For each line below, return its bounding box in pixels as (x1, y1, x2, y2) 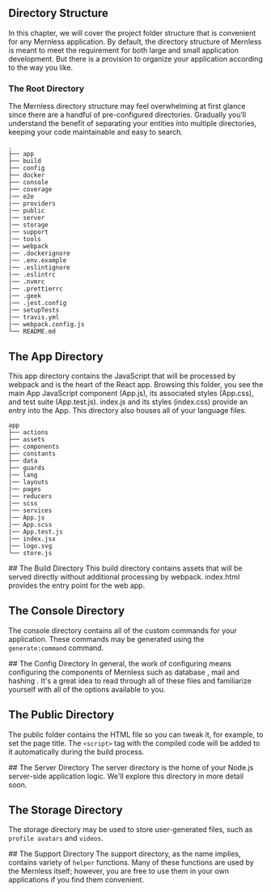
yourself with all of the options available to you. (8, 684, 166, 694)
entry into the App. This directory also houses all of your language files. (8, 405, 247, 415)
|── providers (8, 200, 57, 208)
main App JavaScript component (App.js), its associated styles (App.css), (8, 388, 254, 398)
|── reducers (8, 492, 53, 500)
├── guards (8, 463, 45, 472)
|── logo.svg (8, 541, 53, 550)
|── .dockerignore (8, 249, 70, 258)
